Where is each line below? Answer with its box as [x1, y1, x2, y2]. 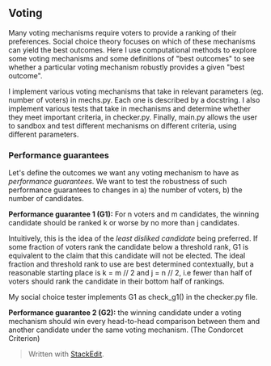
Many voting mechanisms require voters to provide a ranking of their [8, 27, 237, 37]
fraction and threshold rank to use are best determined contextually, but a [8, 259, 255, 269]
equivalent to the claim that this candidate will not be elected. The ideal [8, 250, 246, 261]
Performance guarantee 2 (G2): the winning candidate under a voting [8, 308, 242, 318]
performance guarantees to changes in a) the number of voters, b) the [8, 185, 243, 195]
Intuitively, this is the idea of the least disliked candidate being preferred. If [8, 233, 258, 243]
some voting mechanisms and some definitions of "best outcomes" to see [8, 53, 255, 63]
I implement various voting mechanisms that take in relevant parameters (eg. [8, 86, 264, 96]
